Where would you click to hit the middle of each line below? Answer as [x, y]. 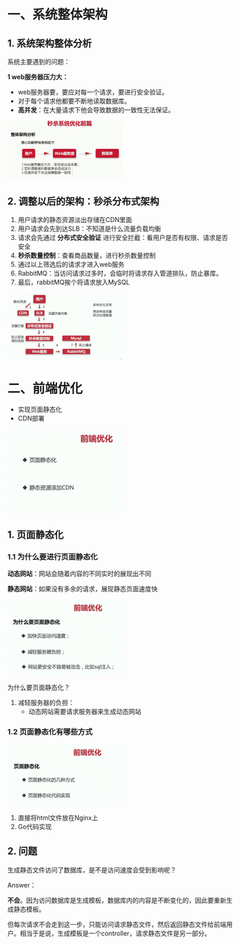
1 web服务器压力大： [38, 77]
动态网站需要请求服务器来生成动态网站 [85, 711]
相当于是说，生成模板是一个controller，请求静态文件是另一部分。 [115, 933]
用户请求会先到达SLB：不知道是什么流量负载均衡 [89, 229]
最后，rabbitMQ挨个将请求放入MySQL [74, 282]
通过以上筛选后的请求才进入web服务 [71, 264]
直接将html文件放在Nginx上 [58, 818]
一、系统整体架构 [58, 15]
